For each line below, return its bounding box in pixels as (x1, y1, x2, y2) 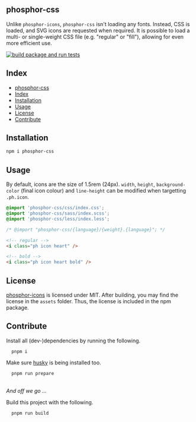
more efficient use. (6, 39, 52, 46)
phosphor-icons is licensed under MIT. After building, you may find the (6, 291, 179, 298)
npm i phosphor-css (6, 149, 54, 155)
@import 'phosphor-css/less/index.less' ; (6, 216, 110, 222)
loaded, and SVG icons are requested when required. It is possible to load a (6, 27, 190, 34)
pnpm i (11, 348, 28, 354)
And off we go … (6, 387, 47, 394)
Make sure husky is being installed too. (6, 359, 102, 366)
